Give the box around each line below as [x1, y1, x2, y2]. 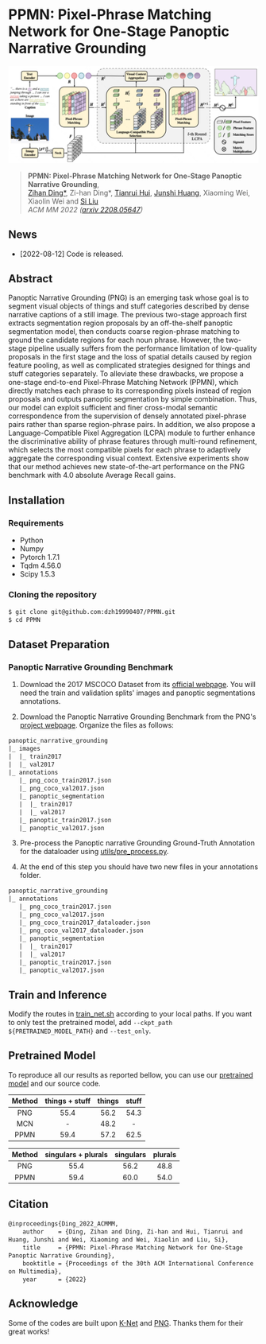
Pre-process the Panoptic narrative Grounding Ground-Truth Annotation [19, 838, 256, 848]
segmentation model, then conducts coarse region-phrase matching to [8, 327, 240, 336]
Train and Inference [8, 988, 107, 1001]
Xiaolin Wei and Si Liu [27, 196, 99, 206]
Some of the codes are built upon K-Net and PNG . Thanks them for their [8, 1318, 244, 1327]
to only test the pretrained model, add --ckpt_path [8, 1017, 173, 1027]
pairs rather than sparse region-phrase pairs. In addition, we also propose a [8, 420, 256, 429]
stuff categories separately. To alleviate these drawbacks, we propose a [8, 369, 244, 379]
